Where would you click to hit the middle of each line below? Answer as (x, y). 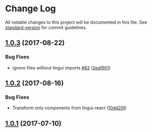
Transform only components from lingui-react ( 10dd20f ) (70, 108)
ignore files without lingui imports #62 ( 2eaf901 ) (61, 67)
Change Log (30, 9)
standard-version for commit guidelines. (46, 27)
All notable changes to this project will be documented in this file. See (76, 22)
